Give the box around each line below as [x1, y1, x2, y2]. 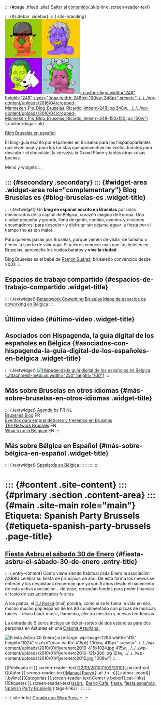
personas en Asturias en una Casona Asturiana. [5, 625, 100, 631]
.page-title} [5, 531, 53, 542]
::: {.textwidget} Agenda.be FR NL [5, 407, 73, 413]
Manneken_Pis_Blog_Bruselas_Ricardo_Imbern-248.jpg [5, 105, 115, 111]
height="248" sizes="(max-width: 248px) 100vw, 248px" [5, 95, 119, 101]
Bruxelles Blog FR [5, 412, 40, 418]
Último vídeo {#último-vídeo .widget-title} [5, 315, 135, 323]
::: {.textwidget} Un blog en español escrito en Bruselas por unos [5, 206, 136, 212]
